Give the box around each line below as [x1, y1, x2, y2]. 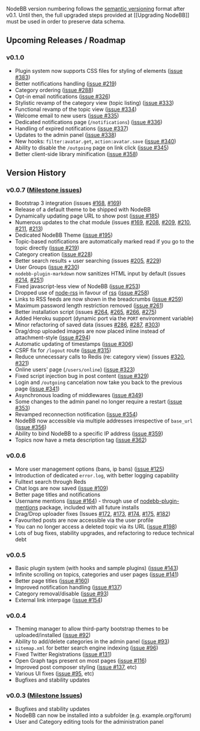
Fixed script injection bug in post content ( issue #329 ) [14, 372, 149, 380]
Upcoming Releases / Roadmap [6, 36, 126, 46]
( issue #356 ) [14, 424, 47, 431]
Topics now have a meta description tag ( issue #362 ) [14, 436, 147, 444]
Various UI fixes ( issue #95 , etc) [14, 670, 94, 677]
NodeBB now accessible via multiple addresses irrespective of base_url [14, 417, 193, 424]
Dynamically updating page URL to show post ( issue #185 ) [14, 212, 160, 219]
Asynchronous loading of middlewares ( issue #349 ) [14, 392, 144, 399]
